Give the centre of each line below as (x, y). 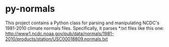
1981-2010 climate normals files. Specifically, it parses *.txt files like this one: (85, 28)
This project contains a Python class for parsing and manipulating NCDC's (82, 23)
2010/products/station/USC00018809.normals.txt (57, 39)
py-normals (30, 9)
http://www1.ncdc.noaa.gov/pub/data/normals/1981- (60, 33)
